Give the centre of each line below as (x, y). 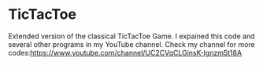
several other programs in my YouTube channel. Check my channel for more (131, 44)
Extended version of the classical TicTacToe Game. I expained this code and (131, 36)
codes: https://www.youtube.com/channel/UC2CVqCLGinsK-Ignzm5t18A (125, 52)
